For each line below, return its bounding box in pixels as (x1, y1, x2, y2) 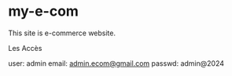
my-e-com (8, 2, 79, 20)
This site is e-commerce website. (8, 28, 116, 38)
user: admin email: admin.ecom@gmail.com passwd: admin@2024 (8, 58, 224, 68)
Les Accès (8, 43, 42, 52)
